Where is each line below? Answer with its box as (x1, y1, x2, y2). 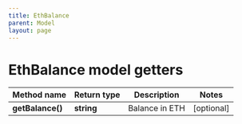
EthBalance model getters (8, 60, 184, 79)
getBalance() (12, 103, 63, 114)
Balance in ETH (127, 103, 185, 114)
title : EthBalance (8, 11, 69, 20)
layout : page (8, 26, 52, 34)
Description (133, 89, 180, 100)
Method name (12, 89, 66, 100)
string (73, 103, 97, 114)
